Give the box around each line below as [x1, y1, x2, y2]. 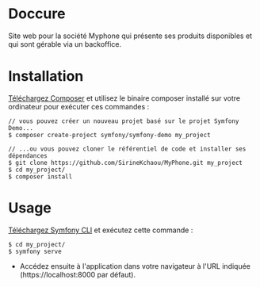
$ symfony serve [8, 247, 62, 255]
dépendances [8, 151, 48, 159]
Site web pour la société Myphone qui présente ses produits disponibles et [8, 31, 252, 40]
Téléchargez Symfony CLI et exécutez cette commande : [8, 225, 193, 235]
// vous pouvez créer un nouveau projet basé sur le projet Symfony [8, 117, 239, 125]
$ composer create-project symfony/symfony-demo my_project [8, 131, 212, 139]
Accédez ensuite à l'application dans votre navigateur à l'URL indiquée [19, 261, 251, 270]
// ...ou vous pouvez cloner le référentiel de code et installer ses [8, 144, 247, 153]
